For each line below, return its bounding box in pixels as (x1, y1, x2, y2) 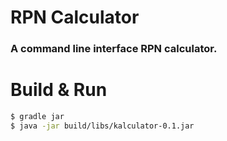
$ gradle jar (10, 112, 65, 122)
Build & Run (10, 79, 108, 101)
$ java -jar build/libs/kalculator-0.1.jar (10, 121, 195, 131)
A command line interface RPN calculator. (10, 42, 218, 56)
